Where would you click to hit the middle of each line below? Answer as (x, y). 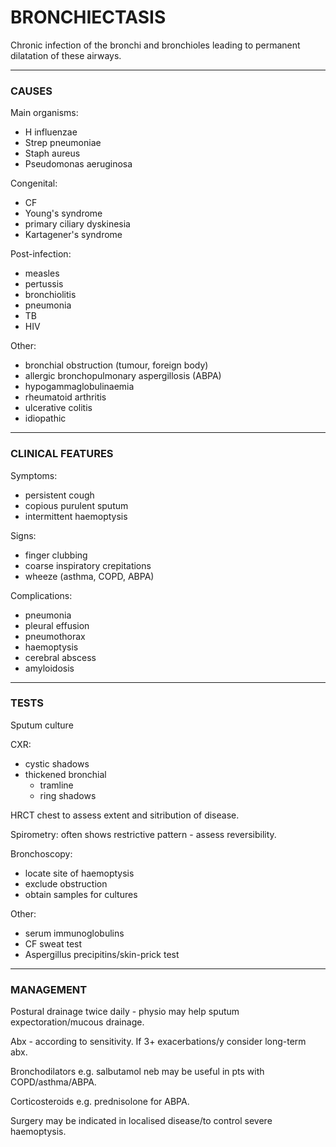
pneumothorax (55, 636)
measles (42, 273)
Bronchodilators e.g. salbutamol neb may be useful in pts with (137, 1072)
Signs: (23, 535)
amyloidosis (49, 668)
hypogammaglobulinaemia (79, 387)
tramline (56, 785)
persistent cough (59, 495)
